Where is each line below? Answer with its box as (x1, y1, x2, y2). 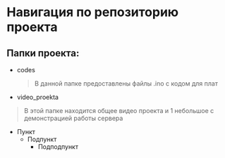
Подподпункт (37, 143, 79, 151)
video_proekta (16, 93, 59, 101)
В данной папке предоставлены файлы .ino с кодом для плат (34, 79, 218, 88)
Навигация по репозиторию (6, 4, 179, 20)
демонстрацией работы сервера (23, 114, 123, 122)
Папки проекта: (6, 47, 80, 59)
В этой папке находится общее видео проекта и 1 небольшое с (23, 107, 214, 114)
